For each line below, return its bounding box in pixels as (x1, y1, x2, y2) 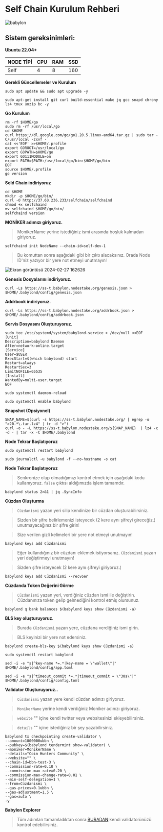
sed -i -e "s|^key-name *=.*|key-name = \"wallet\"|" (5, 661, 117, 666)
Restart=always (5, 360, 36, 366)
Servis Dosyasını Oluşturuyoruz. (5, 321, 73, 327)
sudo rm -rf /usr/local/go (5, 124, 60, 129)
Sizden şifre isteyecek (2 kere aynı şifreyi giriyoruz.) (17, 564, 122, 570)
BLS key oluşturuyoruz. (5, 615, 54, 621)
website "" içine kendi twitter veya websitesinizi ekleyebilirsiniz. (17, 715, 145, 721)
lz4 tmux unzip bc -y (5, 101, 49, 106)
